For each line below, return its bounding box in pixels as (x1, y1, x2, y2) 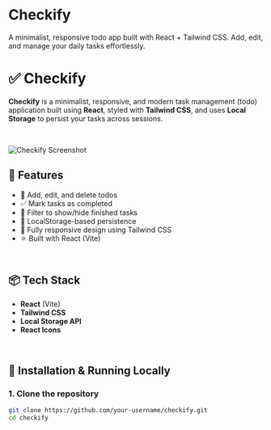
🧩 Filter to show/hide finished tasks (19, 208, 138, 217)
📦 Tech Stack (8, 273, 81, 288)
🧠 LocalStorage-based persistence (19, 216, 137, 226)
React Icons (19, 325, 61, 335)
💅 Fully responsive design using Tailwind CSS (19, 225, 172, 234)
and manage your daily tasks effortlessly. (8, 40, 146, 50)
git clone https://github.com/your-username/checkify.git (8, 407, 208, 415)
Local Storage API (19, 316, 83, 326)
